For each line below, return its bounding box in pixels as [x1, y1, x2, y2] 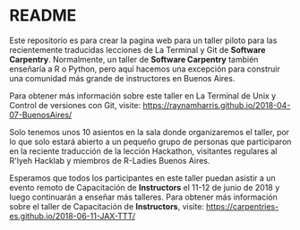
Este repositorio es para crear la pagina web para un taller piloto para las [9, 35, 278, 46]
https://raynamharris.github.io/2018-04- [142, 99, 291, 110]
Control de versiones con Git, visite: [9, 99, 141, 110]
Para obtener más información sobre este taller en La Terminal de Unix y [9, 90, 277, 101]
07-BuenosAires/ [9, 109, 73, 120]
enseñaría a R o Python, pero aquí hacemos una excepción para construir [9, 64, 280, 74]
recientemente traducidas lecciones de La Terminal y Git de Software [9, 44, 266, 55]
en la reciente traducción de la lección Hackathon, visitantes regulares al [9, 145, 278, 157]
